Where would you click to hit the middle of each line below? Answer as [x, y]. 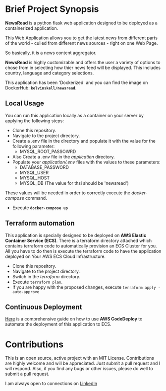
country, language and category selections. [50, 73]
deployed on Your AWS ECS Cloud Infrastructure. [55, 256]
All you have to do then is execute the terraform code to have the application [83, 251]
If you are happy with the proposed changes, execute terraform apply [84, 287]
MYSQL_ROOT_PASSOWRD [48, 151]
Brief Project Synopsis [52, 9]
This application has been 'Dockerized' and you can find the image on [77, 82]
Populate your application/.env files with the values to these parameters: [86, 162]
